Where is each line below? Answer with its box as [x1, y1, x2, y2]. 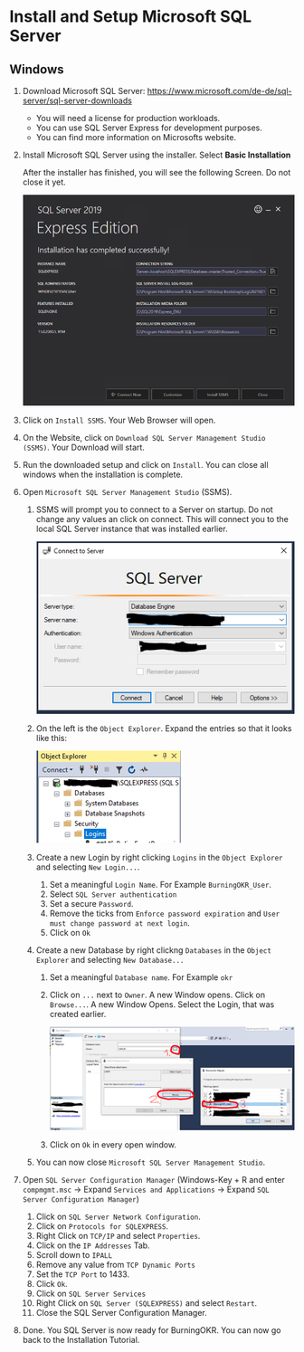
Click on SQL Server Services [35, 1288, 147, 1299]
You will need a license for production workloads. [35, 113, 221, 123]
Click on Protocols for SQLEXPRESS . [35, 1220, 169, 1232]
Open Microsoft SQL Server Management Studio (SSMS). [22, 486, 233, 497]
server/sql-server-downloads [22, 95, 133, 106]
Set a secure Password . [49, 898, 134, 909]
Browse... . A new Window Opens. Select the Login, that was [49, 998, 275, 1010]
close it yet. [22, 176, 66, 187]
